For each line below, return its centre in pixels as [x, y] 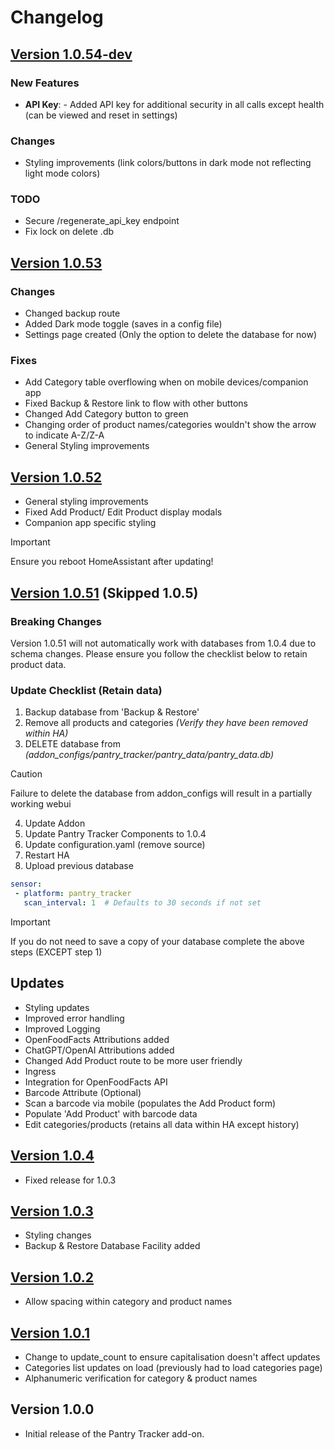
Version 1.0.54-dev [71, 54]
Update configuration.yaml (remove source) [115, 845]
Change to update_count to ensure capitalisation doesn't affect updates [172, 1357]
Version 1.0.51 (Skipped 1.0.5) [104, 592]
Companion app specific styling [90, 523]
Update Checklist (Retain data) [86, 690]
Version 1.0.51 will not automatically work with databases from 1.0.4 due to [163, 643]
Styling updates [57, 1007]
